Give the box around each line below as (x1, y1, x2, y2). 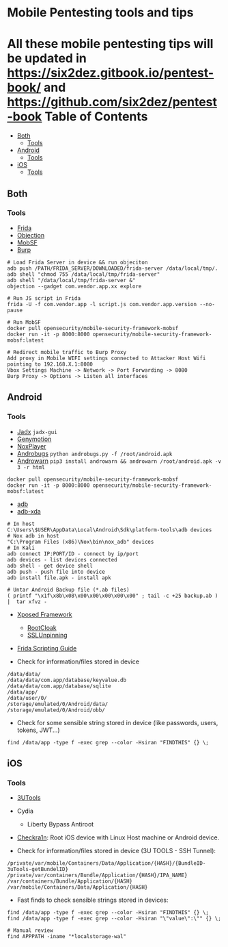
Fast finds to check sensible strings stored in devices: (16, 896, 169, 905)
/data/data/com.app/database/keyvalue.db (7, 677, 127, 683)
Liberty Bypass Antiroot (27, 820, 94, 829)
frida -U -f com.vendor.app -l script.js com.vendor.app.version (7, 301, 197, 307)
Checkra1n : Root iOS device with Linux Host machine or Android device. (16, 833, 220, 842)
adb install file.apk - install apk (7, 574, 111, 581)
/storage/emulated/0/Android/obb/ (7, 707, 106, 714)
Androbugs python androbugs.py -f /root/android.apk (16, 449, 173, 457)
